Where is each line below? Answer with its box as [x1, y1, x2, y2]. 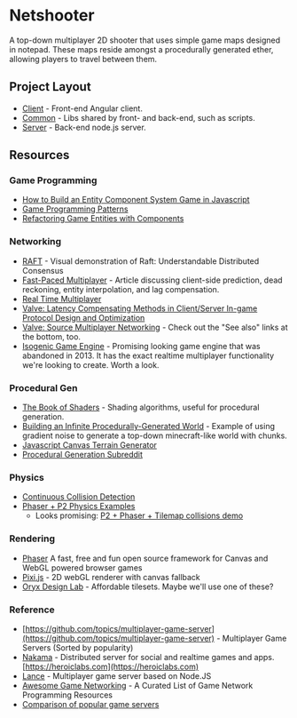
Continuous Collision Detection [21, 491, 136, 502]
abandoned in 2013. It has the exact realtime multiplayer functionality [21, 350, 275, 361]
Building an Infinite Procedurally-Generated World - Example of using [21, 421, 275, 432]
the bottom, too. [21, 331, 82, 342]
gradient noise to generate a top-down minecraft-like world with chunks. [21, 430, 288, 441]
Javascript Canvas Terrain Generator [21, 440, 158, 451]
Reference [9, 603, 55, 616]
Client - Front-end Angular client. [21, 103, 144, 114]
